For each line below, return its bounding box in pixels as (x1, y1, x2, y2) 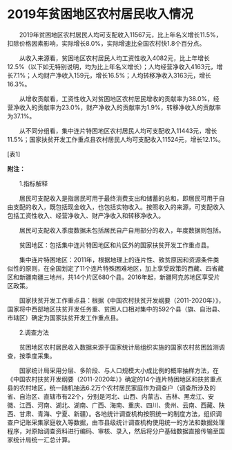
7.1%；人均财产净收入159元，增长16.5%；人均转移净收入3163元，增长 (12, 71, 212, 80)
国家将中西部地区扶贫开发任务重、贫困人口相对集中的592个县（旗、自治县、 (7, 305, 224, 313)
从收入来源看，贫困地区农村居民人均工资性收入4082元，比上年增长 (19, 53, 211, 62)
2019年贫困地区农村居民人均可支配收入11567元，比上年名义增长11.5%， (19, 30, 222, 39)
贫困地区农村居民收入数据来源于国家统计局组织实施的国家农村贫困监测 (19, 343, 219, 351)
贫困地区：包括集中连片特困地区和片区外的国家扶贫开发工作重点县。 (19, 240, 213, 249)
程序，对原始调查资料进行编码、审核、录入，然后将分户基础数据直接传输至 (7, 426, 219, 435)
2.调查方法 (19, 328, 50, 336)
